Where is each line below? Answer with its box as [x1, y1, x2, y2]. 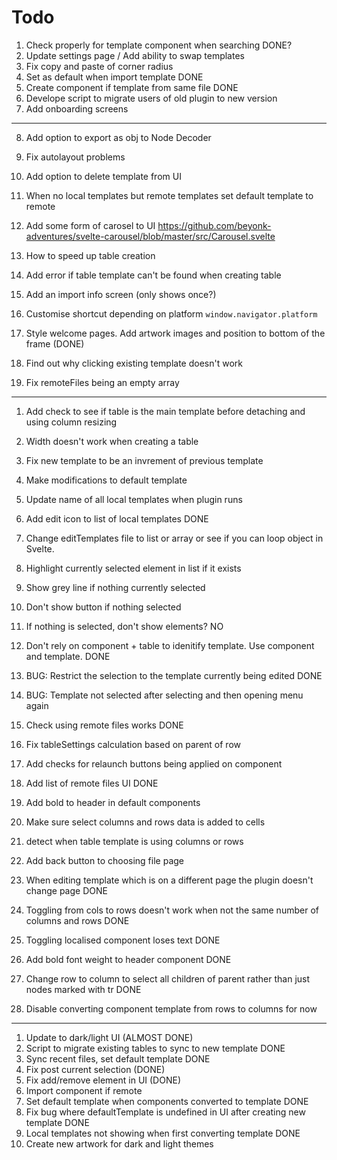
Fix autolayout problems [25, 151, 126, 163]
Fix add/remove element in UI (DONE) [25, 1074, 181, 1086]
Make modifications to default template [25, 474, 188, 486]
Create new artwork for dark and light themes [25, 1137, 214, 1150]
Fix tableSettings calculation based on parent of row [25, 738, 241, 750]
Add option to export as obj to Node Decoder [25, 131, 212, 143]
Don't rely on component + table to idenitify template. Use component [25, 639, 315, 651]
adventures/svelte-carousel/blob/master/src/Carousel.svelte [25, 230, 276, 242]
